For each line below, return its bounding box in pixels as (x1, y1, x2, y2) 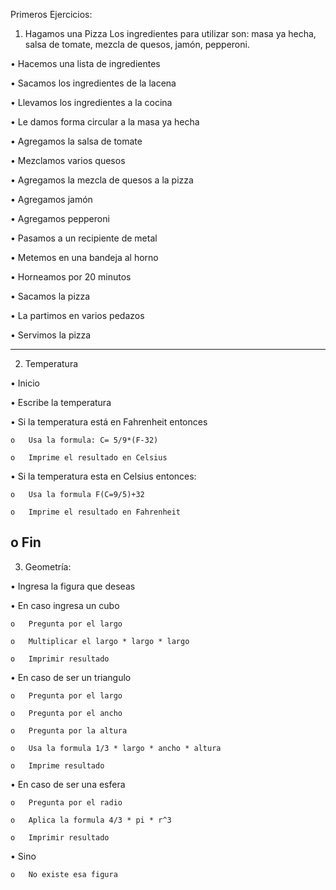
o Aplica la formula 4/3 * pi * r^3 (10, 815, 172, 825)
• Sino (10, 850, 37, 862)
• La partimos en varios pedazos (10, 310, 145, 321)
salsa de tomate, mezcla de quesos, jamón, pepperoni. (24, 39, 250, 50)
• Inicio (10, 377, 41, 389)
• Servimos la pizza (10, 329, 92, 341)
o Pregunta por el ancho (10, 708, 123, 718)
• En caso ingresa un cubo (10, 599, 120, 611)
